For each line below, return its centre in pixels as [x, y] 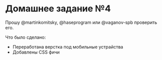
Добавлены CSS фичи [36, 52]
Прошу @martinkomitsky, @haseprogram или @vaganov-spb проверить [81, 22]
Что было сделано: [26, 37]
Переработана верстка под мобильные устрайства [68, 47]
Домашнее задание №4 [58, 9]
